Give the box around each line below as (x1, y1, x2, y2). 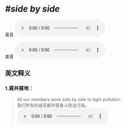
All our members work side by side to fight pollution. (16, 96, 122, 102)
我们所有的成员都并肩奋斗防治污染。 (16, 102, 90, 108)
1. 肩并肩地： (5, 85, 34, 92)
